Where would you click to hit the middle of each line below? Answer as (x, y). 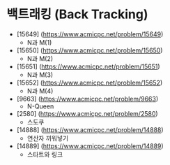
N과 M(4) (40, 91)
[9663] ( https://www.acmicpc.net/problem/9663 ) (87, 99)
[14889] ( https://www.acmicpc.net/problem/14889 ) (90, 146)
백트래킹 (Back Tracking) (77, 14)
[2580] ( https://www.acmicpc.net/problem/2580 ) (87, 113)
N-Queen (40, 106)
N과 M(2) (40, 58)
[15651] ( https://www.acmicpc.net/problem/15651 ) (88, 66)
